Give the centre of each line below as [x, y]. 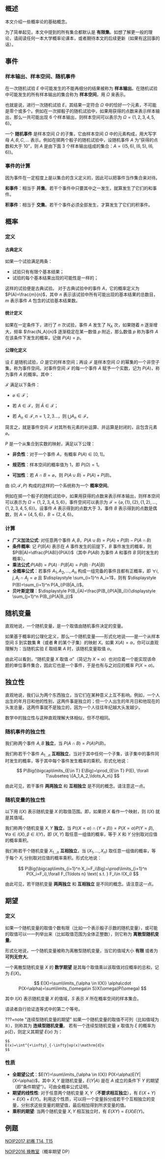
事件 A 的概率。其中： [31, 374]
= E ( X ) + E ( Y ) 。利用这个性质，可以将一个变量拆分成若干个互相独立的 [82, 1099]
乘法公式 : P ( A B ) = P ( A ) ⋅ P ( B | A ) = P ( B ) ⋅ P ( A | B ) [58, 565]
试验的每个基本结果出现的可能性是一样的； [55, 278]
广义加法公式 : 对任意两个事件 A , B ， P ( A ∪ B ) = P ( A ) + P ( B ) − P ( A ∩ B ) [82, 540]
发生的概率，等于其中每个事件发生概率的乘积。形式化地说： [69, 760]
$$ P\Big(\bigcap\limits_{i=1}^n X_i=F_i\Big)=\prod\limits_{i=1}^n [82, 869]
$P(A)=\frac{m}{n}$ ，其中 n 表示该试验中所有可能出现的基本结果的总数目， [82, 294]
